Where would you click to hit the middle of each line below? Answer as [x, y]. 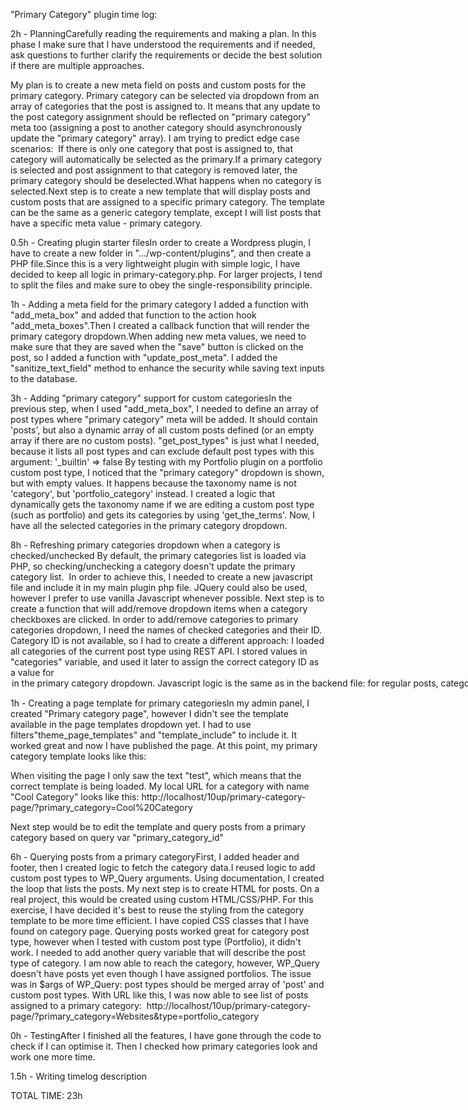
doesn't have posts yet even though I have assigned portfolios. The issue [161, 973]
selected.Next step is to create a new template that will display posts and [160, 191]
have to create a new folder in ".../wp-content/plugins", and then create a [161, 253]
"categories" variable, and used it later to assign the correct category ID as [165, 662]
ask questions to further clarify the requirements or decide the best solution [166, 55]
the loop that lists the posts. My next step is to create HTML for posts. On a [165, 888]
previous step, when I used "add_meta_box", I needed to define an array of [164, 408]
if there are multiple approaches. [77, 65]
